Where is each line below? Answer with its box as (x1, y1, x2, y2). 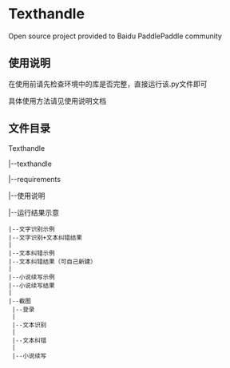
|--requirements (8, 174, 61, 184)
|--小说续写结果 (8, 281, 55, 290)
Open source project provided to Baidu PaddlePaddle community (8, 31, 222, 41)
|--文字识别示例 (8, 225, 55, 233)
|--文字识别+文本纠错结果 (8, 233, 82, 242)
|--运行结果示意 (8, 208, 60, 217)
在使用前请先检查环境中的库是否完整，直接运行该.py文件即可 (8, 79, 208, 89)
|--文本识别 (11, 321, 47, 329)
